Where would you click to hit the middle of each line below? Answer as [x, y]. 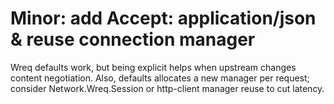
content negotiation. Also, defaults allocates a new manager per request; [160, 78]
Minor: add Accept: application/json [163, 18]
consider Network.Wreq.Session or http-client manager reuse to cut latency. [167, 88]
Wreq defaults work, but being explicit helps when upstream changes [153, 67]
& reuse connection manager [133, 39]
